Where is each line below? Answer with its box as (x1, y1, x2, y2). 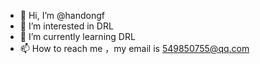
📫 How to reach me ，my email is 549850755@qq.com (19, 43, 250, 54)
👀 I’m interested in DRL (19, 20, 114, 32)
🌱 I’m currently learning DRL (19, 31, 136, 42)
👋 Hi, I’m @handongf (19, 10, 105, 21)
